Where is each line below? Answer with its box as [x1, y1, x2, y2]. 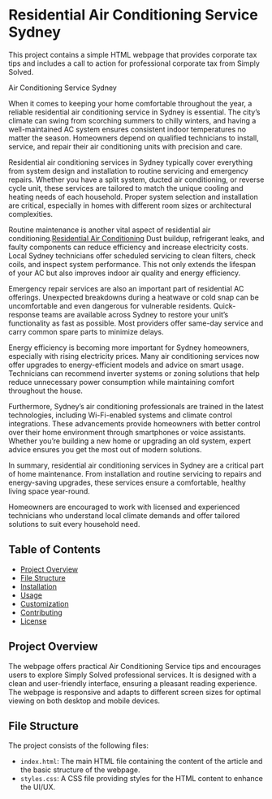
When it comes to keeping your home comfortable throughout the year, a [8, 98, 253, 108]
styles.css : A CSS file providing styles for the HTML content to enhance [19, 774, 264, 784]
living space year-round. [8, 486, 91, 496]
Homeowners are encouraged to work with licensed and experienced [8, 502, 240, 512]
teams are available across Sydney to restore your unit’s [41, 309, 229, 319]
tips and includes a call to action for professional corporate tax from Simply [8, 58, 260, 68]
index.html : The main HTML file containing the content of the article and [19, 757, 263, 767]
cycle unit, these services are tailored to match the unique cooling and [8, 183, 244, 192]
